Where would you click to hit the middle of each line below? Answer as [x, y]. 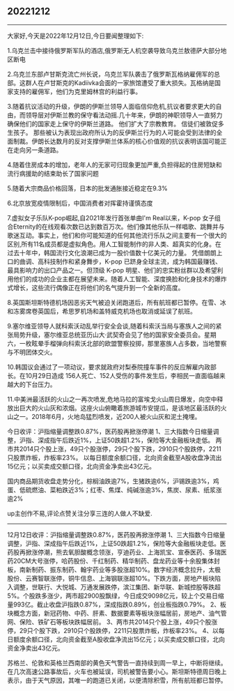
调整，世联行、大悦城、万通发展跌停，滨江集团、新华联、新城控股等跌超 [117, 587]
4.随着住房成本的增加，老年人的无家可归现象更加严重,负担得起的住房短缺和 [115, 165]
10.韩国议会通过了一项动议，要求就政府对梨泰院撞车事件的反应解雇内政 [109, 367]
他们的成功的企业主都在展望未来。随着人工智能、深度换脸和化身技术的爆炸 [120, 279]
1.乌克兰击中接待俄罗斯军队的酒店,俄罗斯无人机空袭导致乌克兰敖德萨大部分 [114, 50]
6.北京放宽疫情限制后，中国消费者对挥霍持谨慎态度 [80, 203]
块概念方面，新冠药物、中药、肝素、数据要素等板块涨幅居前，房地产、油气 [114, 613]
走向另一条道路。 [38, 150]
